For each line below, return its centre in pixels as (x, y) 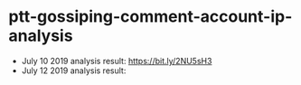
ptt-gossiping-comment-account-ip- (150, 17)
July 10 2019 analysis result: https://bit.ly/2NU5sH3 (117, 61)
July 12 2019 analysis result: (74, 71)
